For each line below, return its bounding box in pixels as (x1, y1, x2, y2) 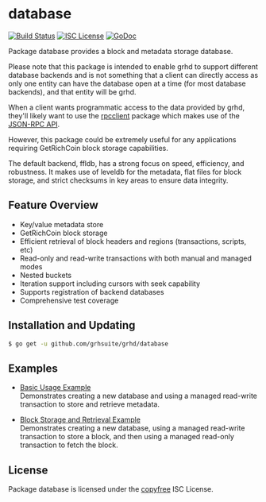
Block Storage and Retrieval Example (19, 415, 141, 425)
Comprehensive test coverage (19, 295, 119, 305)
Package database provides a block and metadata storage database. (8, 46, 233, 56)
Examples (8, 361, 58, 375)
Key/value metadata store (19, 219, 104, 229)
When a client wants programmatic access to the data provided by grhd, (8, 102, 245, 112)
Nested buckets (19, 270, 72, 280)
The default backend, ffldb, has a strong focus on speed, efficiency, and (8, 158, 245, 168)
